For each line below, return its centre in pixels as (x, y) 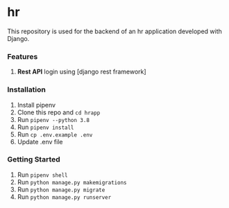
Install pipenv (36, 105)
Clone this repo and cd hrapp (59, 112)
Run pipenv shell (42, 175)
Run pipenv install (45, 127)
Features (23, 56)
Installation (27, 89)
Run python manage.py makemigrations (72, 182)
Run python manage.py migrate (61, 189)
